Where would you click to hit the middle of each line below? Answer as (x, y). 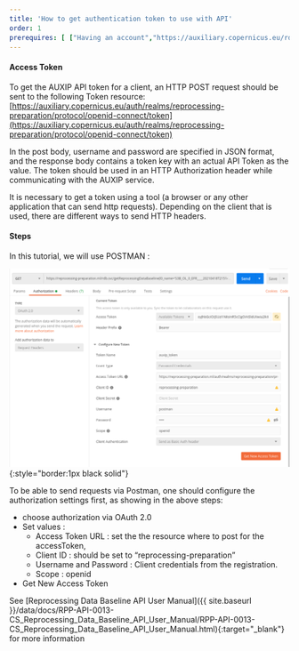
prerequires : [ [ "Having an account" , (81, 37)
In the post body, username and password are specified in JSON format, (142, 151)
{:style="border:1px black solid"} (69, 473)
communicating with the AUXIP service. (82, 180)
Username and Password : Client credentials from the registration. (157, 564)
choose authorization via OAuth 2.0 (87, 517)
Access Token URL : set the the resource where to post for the (149, 536)
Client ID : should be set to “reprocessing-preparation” (135, 555)
